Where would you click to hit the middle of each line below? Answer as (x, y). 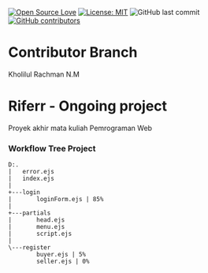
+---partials (30, 213)
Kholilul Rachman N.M (44, 74)
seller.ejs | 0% (63, 262)
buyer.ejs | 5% (61, 255)
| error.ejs (32, 172)
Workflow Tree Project (52, 148)
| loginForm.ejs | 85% (56, 200)
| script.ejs (40, 234)
